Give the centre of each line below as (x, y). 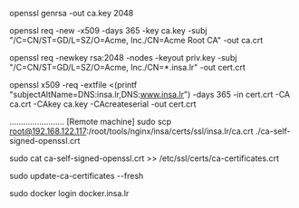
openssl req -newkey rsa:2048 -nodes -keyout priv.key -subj (123, 57)
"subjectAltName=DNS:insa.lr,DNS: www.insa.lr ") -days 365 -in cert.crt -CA (150, 95)
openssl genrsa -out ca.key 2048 (72, 13)
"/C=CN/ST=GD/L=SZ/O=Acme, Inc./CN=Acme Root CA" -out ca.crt (136, 40)
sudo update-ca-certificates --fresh (77, 176)
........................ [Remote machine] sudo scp (91, 122)
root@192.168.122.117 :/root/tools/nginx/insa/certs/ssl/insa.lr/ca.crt (131, 131)
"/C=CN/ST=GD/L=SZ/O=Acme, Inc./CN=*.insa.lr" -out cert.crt (128, 67)
